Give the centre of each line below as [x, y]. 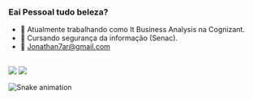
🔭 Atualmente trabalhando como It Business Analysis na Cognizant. [133, 30]
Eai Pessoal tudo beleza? [58, 12]
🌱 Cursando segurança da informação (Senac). [99, 38]
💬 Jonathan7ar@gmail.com [65, 47]
